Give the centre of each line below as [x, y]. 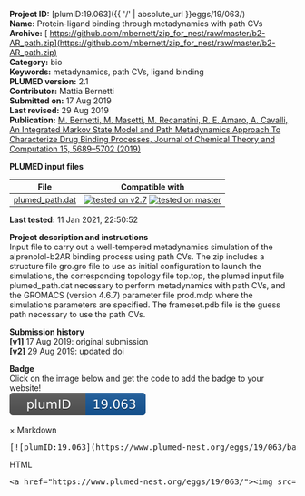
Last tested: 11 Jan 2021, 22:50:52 [74, 220]
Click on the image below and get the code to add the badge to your [137, 379]
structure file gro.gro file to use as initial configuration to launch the [135, 267]
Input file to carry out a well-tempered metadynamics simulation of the [142, 247]
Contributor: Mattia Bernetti [62, 91]
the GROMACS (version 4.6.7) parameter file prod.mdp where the [131, 296]
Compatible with [153, 187]
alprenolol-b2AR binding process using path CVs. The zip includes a [137, 257]
